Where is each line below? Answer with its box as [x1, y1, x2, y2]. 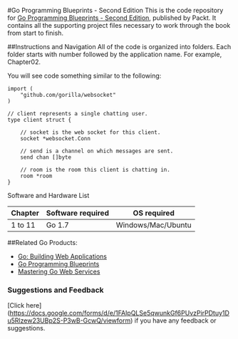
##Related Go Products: [7, 239, 78, 246]
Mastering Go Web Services [17, 267, 100, 276]
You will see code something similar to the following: [7, 71, 162, 80]
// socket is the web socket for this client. [20, 129, 161, 136]
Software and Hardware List [7, 192, 90, 199]
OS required [133, 208, 175, 218]
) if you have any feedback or [130, 316, 217, 325]
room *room [20, 172, 53, 179]
